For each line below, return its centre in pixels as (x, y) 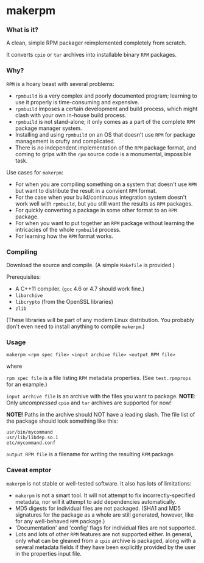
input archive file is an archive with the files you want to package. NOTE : (101, 396)
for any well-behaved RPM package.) (60, 521)
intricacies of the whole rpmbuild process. (68, 229)
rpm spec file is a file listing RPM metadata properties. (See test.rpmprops (99, 378)
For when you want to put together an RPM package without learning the (105, 223)
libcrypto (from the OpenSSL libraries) (64, 302)
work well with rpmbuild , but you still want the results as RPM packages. (104, 203)
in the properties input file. (48, 553)
